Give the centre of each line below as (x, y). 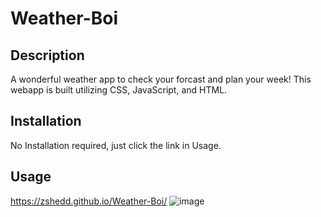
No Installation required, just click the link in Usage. (116, 145)
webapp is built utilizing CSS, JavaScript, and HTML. (119, 90)
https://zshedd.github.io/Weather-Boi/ (89, 201)
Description (47, 55)
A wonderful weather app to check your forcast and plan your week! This (161, 79)
